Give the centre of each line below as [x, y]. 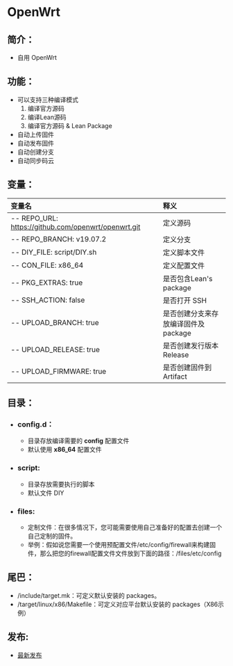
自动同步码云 [35, 160]
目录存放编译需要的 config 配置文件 [78, 441]
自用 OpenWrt [37, 57]
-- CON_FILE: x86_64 [47, 265]
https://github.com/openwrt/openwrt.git [76, 227]
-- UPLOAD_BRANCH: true [55, 322]
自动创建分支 [35, 152]
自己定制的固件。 [52, 536]
